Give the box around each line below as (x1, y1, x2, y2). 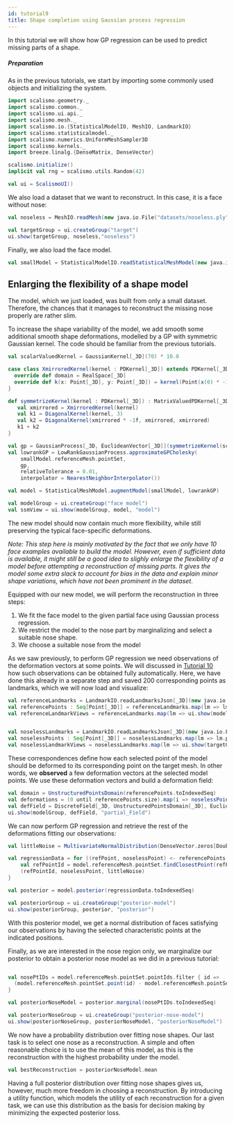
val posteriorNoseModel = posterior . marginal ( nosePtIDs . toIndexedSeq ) (8, 999, 217, 1007)
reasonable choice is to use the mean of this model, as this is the (8, 1045, 194, 1054)
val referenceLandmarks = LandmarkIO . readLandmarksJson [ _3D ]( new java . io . (8, 697, 229, 704)
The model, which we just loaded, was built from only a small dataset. (8, 297, 208, 305)
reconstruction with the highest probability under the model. (8, 1052, 180, 1061)
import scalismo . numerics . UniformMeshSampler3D (8, 136, 149, 143)
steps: (8, 597, 26, 605)
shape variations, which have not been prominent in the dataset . (8, 576, 193, 585)
